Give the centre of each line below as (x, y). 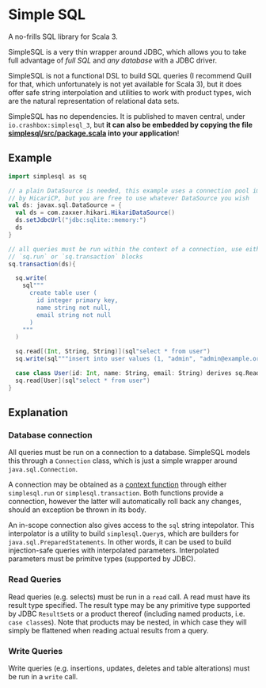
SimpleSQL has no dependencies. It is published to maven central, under (127, 116)
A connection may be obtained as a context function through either (118, 484)
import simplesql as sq (47, 176)
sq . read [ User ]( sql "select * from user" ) (83, 380)
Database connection (50, 435)
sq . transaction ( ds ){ (42, 264)
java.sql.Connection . (43, 469)
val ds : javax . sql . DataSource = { (65, 205)
